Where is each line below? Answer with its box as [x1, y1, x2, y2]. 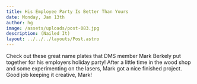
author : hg [6, 20, 33, 25]
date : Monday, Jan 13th [6, 14, 65, 20]
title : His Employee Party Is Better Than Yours [6, 8, 129, 15]
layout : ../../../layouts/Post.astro [6, 36, 100, 42]
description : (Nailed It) [6, 31, 70, 37]
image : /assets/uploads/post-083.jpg [6, 25, 100, 31]
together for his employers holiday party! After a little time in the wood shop [6, 59, 191, 66]
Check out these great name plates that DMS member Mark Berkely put [6, 53, 181, 59]
